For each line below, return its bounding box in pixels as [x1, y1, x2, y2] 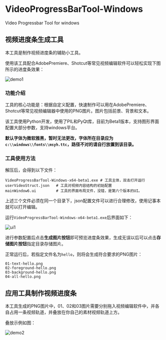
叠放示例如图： [5, 320, 36, 326]
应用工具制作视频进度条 [5, 289, 77, 297]
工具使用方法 [5, 155, 36, 162]
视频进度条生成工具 [5, 36, 64, 44]
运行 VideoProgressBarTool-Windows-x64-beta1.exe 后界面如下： [5, 215, 133, 221]
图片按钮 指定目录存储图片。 [9, 241, 66, 247]
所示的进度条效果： [5, 66, 44, 72]
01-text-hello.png [5, 261, 43, 266]
